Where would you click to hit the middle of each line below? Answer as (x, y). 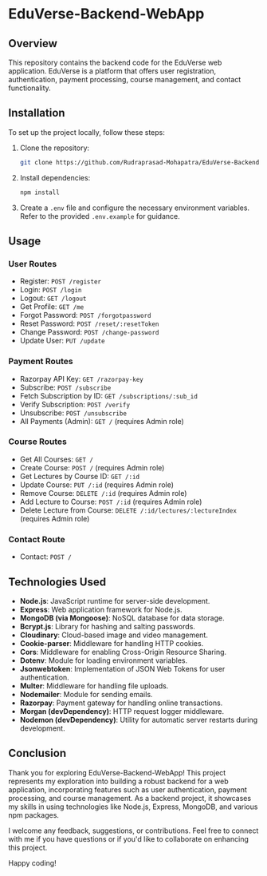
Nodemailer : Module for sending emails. (86, 694)
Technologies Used (57, 582)
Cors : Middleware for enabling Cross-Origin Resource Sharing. (123, 652)
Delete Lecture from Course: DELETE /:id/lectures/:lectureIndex (128, 510)
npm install (39, 192)
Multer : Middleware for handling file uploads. (94, 686)
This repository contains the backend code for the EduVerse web (115, 62)
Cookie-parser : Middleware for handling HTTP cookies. (112, 643)
